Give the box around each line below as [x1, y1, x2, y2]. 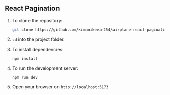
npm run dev [12, 75, 38, 80]
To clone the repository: [12, 17, 63, 23]
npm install [12, 56, 38, 61]
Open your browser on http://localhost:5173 [12, 84, 109, 90]
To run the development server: [12, 65, 78, 71]
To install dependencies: [12, 46, 64, 52]
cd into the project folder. [12, 36, 65, 42]
